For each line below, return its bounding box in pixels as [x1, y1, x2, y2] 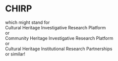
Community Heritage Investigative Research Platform [5, 35, 114, 41]
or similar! [5, 51, 26, 57]
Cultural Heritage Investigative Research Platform [5, 24, 106, 30]
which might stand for [5, 19, 50, 25]
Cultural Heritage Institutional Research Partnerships [5, 46, 113, 52]
